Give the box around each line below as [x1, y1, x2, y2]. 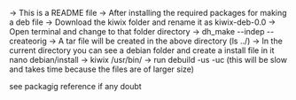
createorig [9, 35, 47, 46]
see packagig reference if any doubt [9, 81, 142, 91]
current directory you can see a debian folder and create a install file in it [9, 45, 275, 56]
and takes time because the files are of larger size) [9, 64, 195, 74]
